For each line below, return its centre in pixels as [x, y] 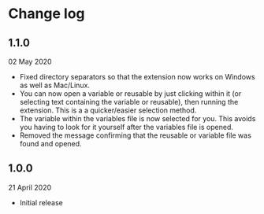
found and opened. [50, 144]
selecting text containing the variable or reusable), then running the [129, 102]
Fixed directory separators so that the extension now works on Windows [137, 77]
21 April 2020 [30, 187]
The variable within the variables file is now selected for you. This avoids [138, 118]
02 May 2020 [30, 61]
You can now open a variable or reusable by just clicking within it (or [130, 94]
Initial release [41, 202]
